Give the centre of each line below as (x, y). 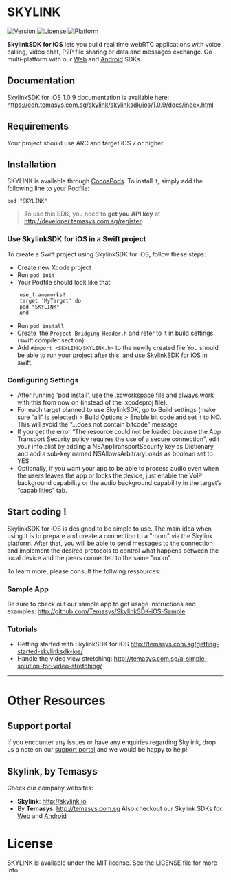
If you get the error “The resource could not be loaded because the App (119, 431)
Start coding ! (37, 512)
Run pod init (36, 275)
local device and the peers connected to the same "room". (90, 557)
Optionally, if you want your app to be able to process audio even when (118, 468)
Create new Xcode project (54, 267)
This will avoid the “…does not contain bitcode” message (97, 424)
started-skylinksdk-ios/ (50, 651)
